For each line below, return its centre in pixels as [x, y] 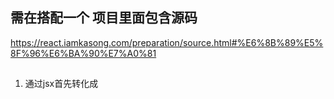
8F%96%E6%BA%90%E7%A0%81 [83, 53]
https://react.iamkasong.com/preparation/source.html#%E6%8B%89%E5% [167, 42]
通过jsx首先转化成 [61, 84]
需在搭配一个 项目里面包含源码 [104, 18]
